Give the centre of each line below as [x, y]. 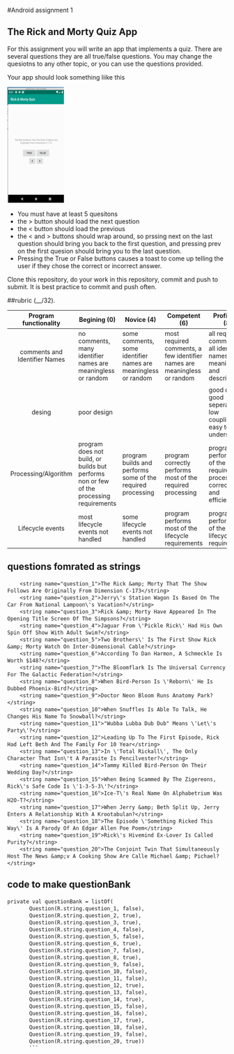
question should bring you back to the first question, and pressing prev [119, 243]
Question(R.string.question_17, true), [87, 1020]
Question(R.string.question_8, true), [85, 957]
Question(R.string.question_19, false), [88, 1034]
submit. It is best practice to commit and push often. [82, 286]
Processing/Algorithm [41, 474]
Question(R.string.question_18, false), [88, 1027]
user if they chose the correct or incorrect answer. [89, 265]
